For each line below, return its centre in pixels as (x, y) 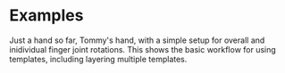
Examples (46, 16)
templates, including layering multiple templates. (98, 59)
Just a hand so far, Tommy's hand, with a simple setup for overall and (137, 40)
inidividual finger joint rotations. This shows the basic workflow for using (143, 49)
